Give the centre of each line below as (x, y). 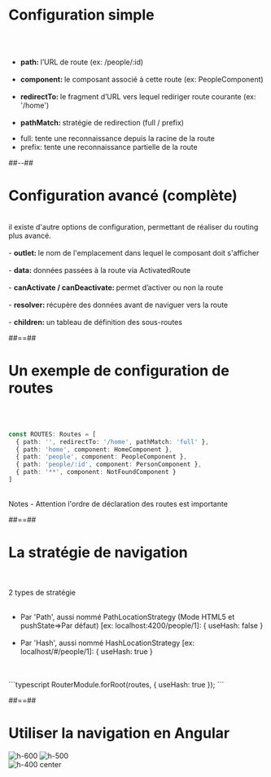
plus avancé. (30, 235)
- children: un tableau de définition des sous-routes (96, 322)
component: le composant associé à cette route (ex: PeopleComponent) (142, 79)
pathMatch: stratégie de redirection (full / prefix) (102, 122)
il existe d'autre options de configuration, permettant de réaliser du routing (133, 226)
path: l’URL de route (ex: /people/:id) (82, 62)
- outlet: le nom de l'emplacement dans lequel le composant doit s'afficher (134, 252)
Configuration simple (81, 15)
